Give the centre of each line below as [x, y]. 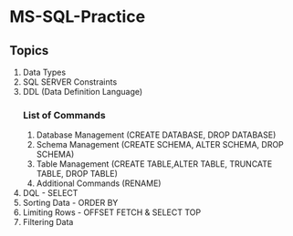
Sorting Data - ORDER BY [70, 203]
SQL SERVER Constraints [70, 82]
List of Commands [64, 115]
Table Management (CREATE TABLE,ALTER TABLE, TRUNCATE [154, 164]
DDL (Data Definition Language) [83, 92]
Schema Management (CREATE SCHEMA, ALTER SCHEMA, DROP [160, 145]
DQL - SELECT [50, 193]
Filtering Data [48, 222]
